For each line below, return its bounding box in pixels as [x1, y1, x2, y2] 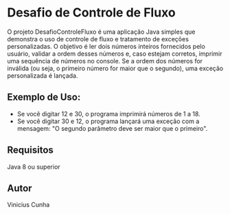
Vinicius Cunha [7, 201, 50, 209]
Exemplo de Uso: [7, 92, 81, 103]
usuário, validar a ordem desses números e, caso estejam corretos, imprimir [7, 50, 222, 58]
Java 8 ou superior [7, 162, 60, 171]
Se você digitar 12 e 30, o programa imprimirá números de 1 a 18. [16, 109, 200, 118]
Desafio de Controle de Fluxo [7, 5, 176, 21]
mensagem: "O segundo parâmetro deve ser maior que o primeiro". [16, 124, 208, 132]
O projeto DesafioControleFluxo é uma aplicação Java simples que [7, 28, 196, 36]
